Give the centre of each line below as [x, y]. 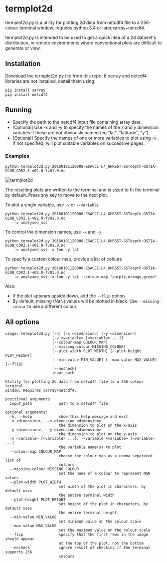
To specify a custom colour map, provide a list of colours [64, 259]
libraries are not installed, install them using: [50, 81]
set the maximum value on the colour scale [104, 530]
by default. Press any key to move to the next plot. [57, 195]
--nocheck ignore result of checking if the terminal [80, 548]
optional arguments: [27, 412]
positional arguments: [29, 399]
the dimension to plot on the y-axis [98, 434]
